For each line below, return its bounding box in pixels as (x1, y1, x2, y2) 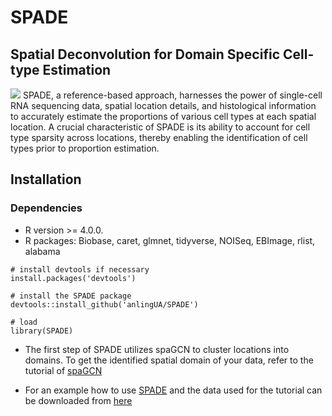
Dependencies (10, 201, 83, 215)
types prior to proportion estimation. (10, 142, 160, 154)
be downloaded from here (24, 394, 133, 406)
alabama (24, 245, 61, 257)
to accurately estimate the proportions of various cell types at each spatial (10, 111, 317, 122)
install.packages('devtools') (10, 273, 137, 283)
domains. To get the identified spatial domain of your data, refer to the (24, 354, 314, 366)
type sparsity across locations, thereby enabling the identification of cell (10, 132, 308, 143)
